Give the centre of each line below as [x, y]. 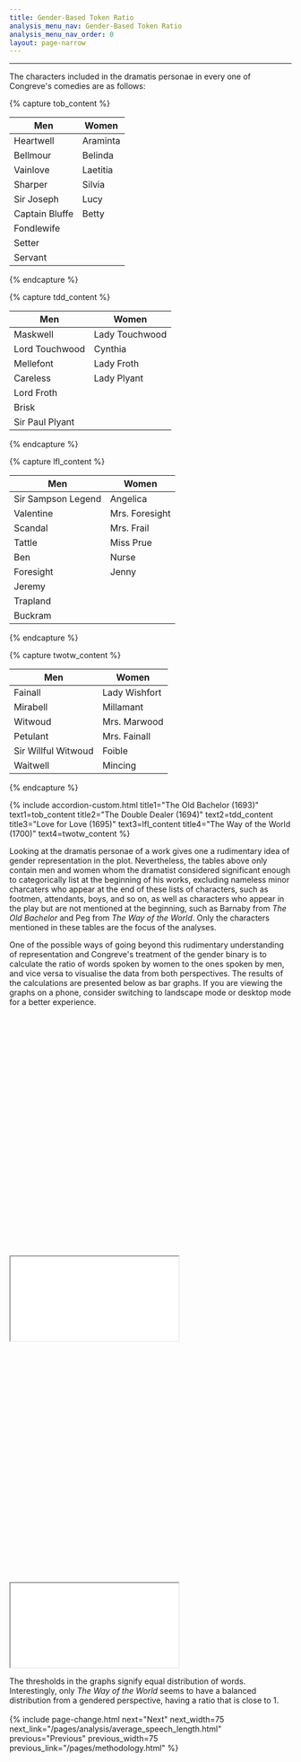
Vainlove [32, 170]
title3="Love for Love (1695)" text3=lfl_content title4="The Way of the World [150, 824]
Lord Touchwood [50, 349]
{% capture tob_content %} [60, 103]
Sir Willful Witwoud [54, 751]
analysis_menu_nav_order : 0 [62, 34]
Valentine [34, 514]
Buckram [33, 616]
